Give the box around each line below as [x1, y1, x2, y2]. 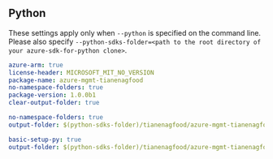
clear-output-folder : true [8, 99, 100, 107]
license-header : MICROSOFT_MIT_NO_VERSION [8, 68, 154, 76]
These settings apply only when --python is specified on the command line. [8, 28, 262, 37]
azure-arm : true [8, 61, 63, 69]
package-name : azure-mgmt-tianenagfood [8, 76, 144, 84]
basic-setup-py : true [8, 135, 82, 144]
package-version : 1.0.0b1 [8, 91, 96, 100]
